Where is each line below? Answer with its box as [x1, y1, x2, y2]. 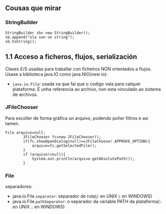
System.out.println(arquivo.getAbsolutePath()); [31, 156, 135, 161]
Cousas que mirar [5, 4, 61, 12]
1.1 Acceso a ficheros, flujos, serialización [5, 52, 137, 61]
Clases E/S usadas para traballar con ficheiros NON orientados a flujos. [5, 66, 152, 72]
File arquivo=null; [5, 130, 46, 135]
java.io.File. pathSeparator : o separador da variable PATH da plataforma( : [12, 199, 162, 205]
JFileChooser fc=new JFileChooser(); [23, 134, 101, 139]
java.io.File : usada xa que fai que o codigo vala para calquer [12, 81, 141, 87]
